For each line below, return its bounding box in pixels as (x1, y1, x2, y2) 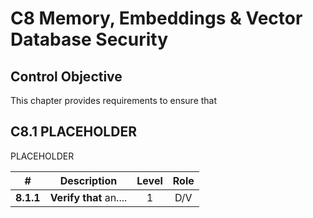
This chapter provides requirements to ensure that (10, 95, 218, 106)
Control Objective (10, 68, 123, 85)
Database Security (10, 28, 169, 51)
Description (59, 173, 118, 187)
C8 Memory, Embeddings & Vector (10, 7, 303, 30)
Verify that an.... (49, 190, 128, 204)
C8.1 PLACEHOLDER (10, 123, 137, 141)
